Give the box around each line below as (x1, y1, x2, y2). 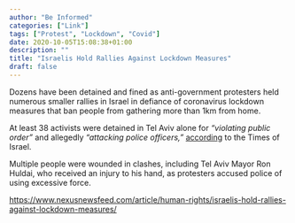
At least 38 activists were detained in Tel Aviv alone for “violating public (9, 122, 271, 133)
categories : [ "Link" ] (9, 21, 89, 30)
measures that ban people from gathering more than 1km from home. (9, 105, 261, 116)
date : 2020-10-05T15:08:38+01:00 (9, 37, 133, 47)
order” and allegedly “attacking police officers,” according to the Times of (9, 132, 281, 142)
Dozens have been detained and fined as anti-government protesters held (9, 86, 279, 97)
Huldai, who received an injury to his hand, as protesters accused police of (9, 167, 283, 178)
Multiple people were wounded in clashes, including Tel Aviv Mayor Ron (9, 158, 271, 169)
